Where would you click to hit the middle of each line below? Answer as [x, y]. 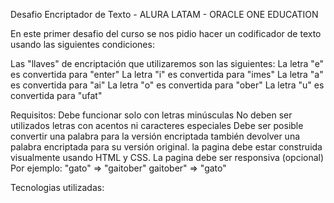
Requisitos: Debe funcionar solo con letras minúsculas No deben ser [151, 115]
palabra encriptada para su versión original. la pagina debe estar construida [166, 147]
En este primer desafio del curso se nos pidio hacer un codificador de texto [166, 33]
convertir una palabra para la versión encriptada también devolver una [155, 136]
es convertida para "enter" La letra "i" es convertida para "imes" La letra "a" [167, 74]
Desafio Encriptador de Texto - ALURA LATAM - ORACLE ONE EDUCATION [164, 14]
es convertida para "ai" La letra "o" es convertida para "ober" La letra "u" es [167, 85]
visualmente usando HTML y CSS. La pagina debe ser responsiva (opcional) [167, 157]
